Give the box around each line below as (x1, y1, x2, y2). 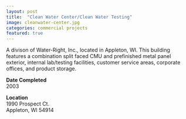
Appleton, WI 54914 (6, 107, 54, 114)
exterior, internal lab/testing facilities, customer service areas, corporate (6, 59, 181, 66)
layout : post (6, 8, 38, 15)
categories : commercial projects (6, 25, 88, 31)
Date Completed (6, 77, 47, 84)
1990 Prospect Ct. (6, 100, 50, 107)
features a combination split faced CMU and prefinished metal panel (6, 53, 171, 60)
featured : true (6, 30, 43, 36)
